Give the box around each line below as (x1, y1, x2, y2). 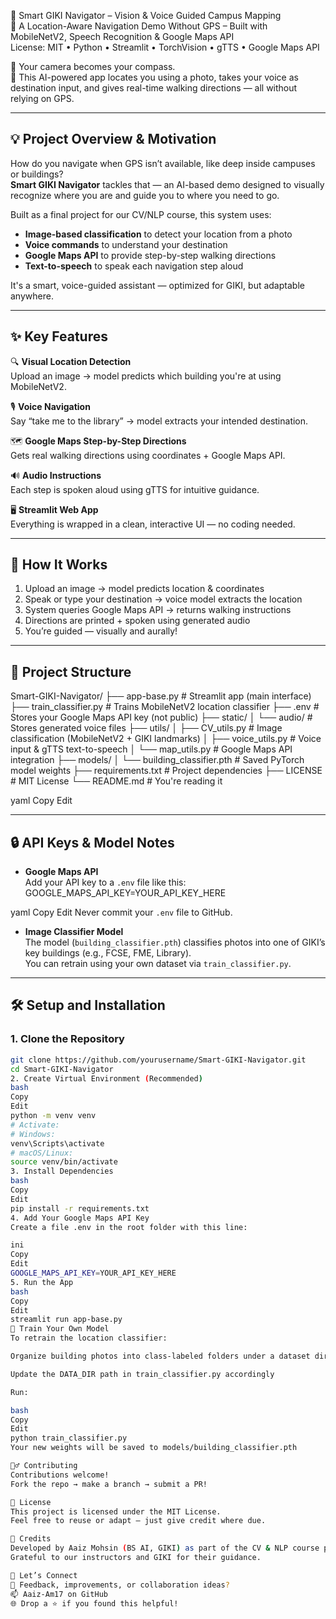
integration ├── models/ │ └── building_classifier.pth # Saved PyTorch (10, 754, 305, 766)
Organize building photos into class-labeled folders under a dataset (10, 1351, 311, 1361)
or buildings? (10, 168, 64, 180)
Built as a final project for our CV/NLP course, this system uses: (10, 208, 272, 220)
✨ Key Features (10, 328, 108, 345)
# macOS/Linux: (10, 1148, 74, 1158)
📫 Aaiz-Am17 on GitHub (10, 1589, 108, 1599)
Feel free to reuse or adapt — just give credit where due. (10, 1516, 267, 1526)
